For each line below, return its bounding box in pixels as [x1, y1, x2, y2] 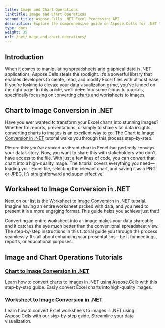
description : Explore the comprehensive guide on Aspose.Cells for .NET [5, 21, 157, 26]
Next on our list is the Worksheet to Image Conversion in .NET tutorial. [5, 198, 147, 204]
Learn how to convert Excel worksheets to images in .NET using [5, 308, 135, 314]
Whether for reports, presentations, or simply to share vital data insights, [5, 124, 152, 130]
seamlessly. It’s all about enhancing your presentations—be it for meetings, [5, 234, 157, 239]
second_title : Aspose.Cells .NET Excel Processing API [5, 16, 120, 21]
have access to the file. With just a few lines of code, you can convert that [5, 155, 155, 161]
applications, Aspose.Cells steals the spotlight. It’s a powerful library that [5, 71, 152, 77]
